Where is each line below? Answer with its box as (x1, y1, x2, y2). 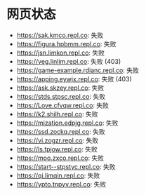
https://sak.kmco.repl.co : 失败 (16, 31, 104, 39)
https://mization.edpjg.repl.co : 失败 (16, 119, 119, 127)
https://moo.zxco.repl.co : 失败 (16, 154, 105, 162)
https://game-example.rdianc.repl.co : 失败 (16, 66, 140, 74)
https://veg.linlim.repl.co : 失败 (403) (16, 57, 121, 65)
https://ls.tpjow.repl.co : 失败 (16, 144, 98, 153)
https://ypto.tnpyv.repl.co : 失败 (16, 180, 107, 188)
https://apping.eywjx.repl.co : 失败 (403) (16, 74, 133, 83)
